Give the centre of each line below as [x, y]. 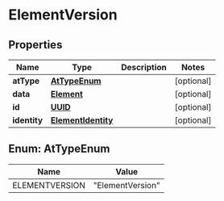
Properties [35, 45]
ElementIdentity [82, 120]
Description [144, 67]
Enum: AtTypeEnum [59, 149]
